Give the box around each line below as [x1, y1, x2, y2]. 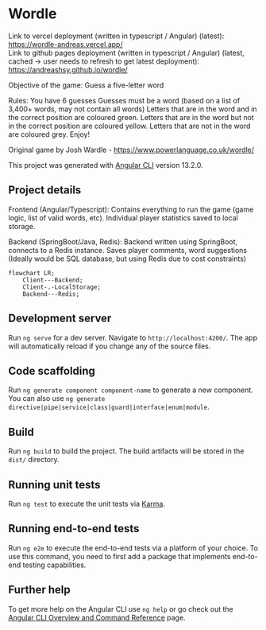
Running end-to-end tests [8, 522, 140, 535]
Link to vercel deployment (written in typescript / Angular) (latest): [8, 31, 225, 41]
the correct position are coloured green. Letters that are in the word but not [8, 112, 254, 122]
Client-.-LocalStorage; [22, 283, 102, 291]
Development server [8, 312, 112, 325]
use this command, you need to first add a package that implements [8, 551, 231, 561]
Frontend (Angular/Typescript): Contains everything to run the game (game [8, 204, 254, 214]
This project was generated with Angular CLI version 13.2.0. [8, 160, 204, 169]
